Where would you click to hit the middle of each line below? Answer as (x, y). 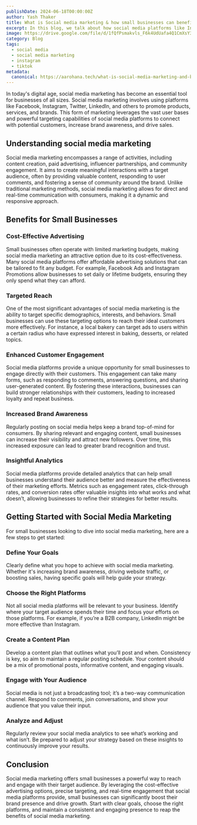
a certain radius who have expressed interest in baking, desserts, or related (97, 333)
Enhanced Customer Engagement (55, 355)
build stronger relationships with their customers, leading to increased (91, 393)
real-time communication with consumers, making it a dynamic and (87, 195)
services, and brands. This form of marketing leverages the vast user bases (98, 113)
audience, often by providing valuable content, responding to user (86, 176)
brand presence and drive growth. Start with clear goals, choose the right (95, 803)
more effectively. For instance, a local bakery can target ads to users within (97, 327)
